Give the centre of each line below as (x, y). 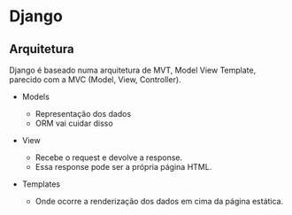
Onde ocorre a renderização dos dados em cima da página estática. (159, 201)
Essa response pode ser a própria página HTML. (123, 167)
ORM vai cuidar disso (74, 123)
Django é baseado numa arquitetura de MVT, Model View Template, (133, 70)
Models (36, 96)
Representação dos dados (83, 114)
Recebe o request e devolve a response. (109, 157)
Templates (41, 184)
